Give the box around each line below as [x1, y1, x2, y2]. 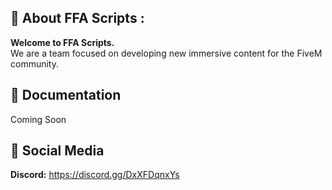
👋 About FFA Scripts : [10, 10, 145, 27]
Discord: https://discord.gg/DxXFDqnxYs [10, 169, 180, 181]
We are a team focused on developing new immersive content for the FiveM [10, 47, 323, 59]
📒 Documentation [10, 87, 122, 104]
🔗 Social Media [10, 142, 105, 160]
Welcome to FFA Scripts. [10, 36, 115, 48]
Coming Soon [10, 113, 67, 125]
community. [10, 57, 59, 70]
